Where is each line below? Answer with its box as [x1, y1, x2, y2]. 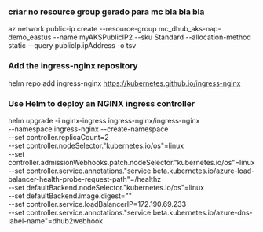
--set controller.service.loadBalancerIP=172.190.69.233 [8, 199, 187, 208]
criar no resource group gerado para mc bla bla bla [8, 6, 205, 17]
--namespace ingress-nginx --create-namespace [8, 124, 169, 134]
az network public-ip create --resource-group [8, 24, 157, 34]
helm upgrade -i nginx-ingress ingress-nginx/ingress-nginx [8, 116, 200, 125]
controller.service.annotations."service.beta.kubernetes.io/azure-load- [26, 166, 255, 175]
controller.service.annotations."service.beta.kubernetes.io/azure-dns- [26, 208, 253, 217]
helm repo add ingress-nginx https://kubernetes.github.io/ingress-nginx [8, 78, 241, 88]
